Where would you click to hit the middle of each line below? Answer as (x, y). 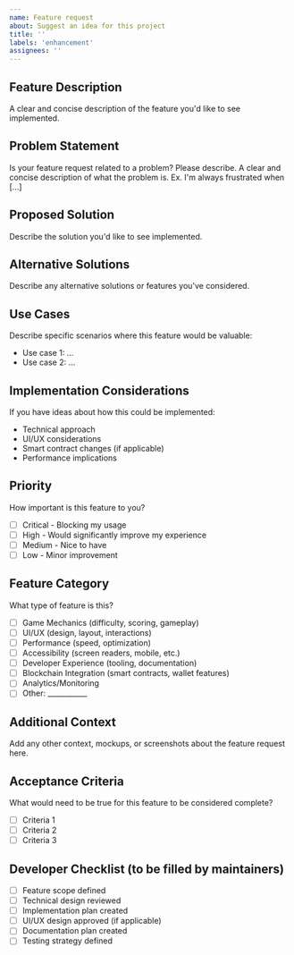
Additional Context (63, 722)
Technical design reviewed (71, 900)
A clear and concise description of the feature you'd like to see (125, 108)
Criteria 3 (39, 841)
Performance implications (70, 458)
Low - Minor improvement (70, 555)
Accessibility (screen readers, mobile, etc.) (101, 653)
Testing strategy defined (67, 941)
